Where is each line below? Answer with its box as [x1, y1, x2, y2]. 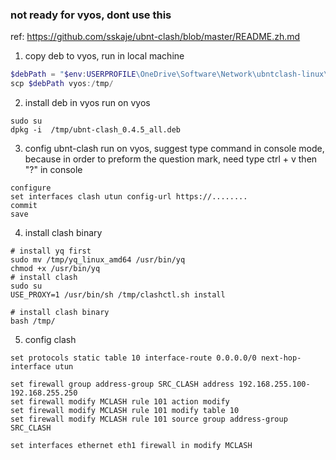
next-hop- [260, 353, 302, 363]
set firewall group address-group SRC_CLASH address [10, 379, 235, 390]
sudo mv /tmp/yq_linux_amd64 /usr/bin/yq [10, 255, 186, 265]
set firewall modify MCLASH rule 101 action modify [10, 397, 230, 407]
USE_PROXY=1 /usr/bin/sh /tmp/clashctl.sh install [10, 290, 226, 300]
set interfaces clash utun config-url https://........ [10, 192, 248, 202]
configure [10, 183, 52, 193]
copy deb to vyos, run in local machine [24, 50, 185, 62]
